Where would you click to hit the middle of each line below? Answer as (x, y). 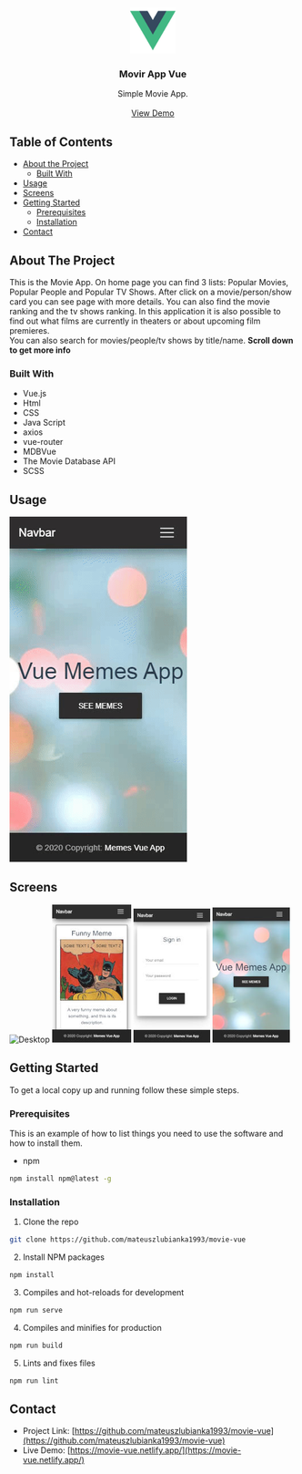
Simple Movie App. (153, 94)
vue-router (43, 442)
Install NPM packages (63, 1257)
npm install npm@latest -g (60, 1179)
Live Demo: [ (46, 1450)
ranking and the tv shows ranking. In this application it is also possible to (145, 311)
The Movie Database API (69, 461)
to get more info (40, 350)
